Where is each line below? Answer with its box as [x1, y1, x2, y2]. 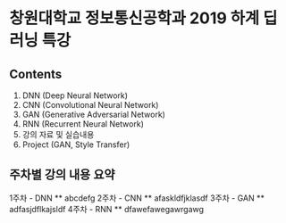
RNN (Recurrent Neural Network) [21, 119, 145, 129]
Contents [9, 66, 63, 81]
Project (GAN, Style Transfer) [21, 139, 130, 150]
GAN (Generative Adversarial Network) [21, 109, 165, 120]
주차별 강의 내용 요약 [9, 167, 115, 183]
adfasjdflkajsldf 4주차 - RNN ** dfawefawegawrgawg [9, 203, 204, 214]
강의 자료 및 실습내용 [21, 129, 95, 139]
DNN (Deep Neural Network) [21, 90, 128, 101]
